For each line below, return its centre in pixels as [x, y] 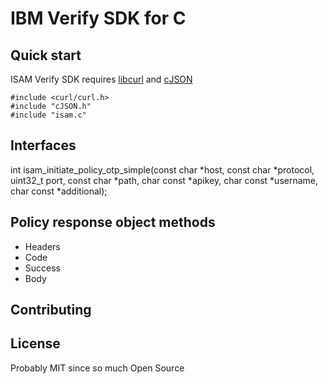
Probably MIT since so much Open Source [97, 368]
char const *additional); [59, 191]
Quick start [46, 55]
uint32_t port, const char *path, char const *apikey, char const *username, [164, 180]
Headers [42, 246]
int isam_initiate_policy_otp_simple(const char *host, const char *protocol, [162, 169]
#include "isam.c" [48, 115]
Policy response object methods [113, 222]
